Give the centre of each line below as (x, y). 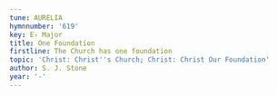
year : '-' (28, 77)
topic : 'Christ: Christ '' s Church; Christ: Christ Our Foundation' (140, 60)
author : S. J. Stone (49, 69)
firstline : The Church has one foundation (91, 52)
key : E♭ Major (36, 34)
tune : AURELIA (36, 18)
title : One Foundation (52, 43)
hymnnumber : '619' (44, 26)
